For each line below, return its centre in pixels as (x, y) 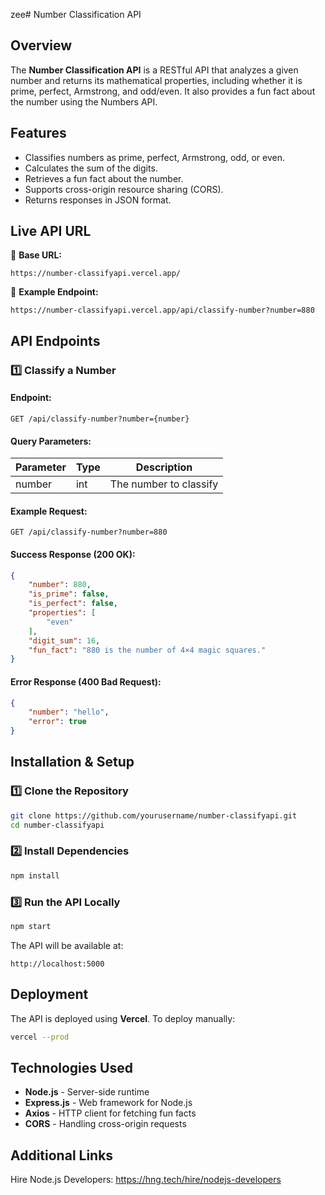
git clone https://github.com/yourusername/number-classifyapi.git (154, 815)
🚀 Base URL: (36, 255)
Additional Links (62, 1155)
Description (164, 467)
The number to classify (164, 484)
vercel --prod (40, 1037)
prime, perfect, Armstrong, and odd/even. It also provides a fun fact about (163, 91)
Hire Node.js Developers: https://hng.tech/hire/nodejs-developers (146, 1180)
